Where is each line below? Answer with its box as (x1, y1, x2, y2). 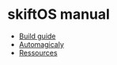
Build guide (18, 31, 56, 41)
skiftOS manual (7, 5, 110, 23)
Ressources (18, 48, 58, 57)
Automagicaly (18, 39, 64, 49)
